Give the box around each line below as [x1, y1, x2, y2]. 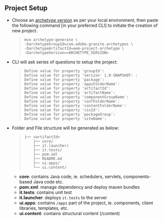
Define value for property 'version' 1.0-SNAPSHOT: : [24, 73, 138, 78]
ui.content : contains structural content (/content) [19, 210, 120, 216]
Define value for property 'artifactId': [24, 86, 111, 91]
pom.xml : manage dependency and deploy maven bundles [19, 184, 140, 190]
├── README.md [33, 156, 62, 161]
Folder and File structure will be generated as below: [11, 125, 119, 131]
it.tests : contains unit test [19, 189, 72, 195]
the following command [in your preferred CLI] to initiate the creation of [11, 22, 158, 28]
